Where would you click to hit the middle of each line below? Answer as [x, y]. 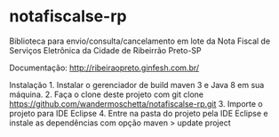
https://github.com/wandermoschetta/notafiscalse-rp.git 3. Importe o [136, 103]
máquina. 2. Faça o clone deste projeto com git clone [107, 94]
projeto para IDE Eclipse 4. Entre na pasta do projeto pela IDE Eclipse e [139, 113]
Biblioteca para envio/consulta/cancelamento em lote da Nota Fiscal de [140, 41]
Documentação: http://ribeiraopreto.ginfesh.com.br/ [104, 68]
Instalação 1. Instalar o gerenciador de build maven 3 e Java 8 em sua [137, 85]
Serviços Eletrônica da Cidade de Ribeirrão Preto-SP [105, 50]
